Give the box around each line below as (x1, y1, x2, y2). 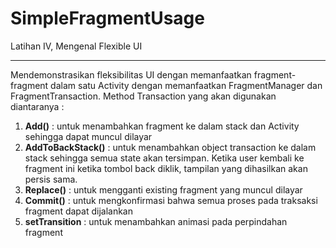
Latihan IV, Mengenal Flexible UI (10, 40, 143, 52)
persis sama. (24, 173, 78, 185)
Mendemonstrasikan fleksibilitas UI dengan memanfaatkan (10, 68, 252, 81)
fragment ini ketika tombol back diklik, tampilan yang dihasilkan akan (24, 162, 308, 174)
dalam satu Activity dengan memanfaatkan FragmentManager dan (50, 79, 323, 91)
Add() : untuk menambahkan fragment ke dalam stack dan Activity (24, 120, 300, 132)
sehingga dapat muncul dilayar (24, 130, 153, 142)
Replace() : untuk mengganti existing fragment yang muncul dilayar (24, 183, 303, 196)
